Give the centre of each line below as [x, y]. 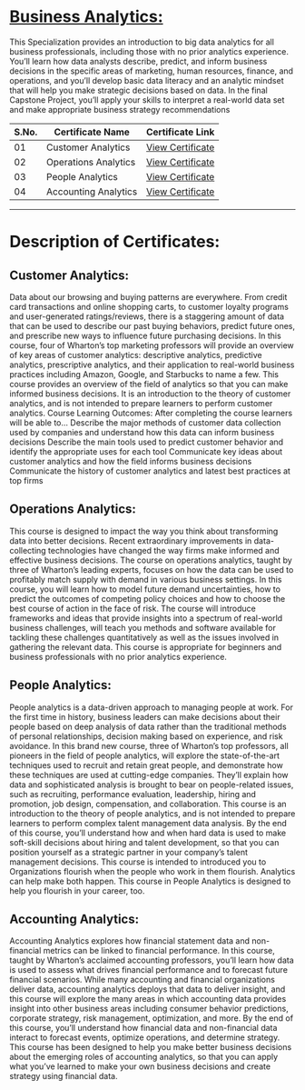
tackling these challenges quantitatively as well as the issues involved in [144, 637]
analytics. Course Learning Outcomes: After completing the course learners [151, 413]
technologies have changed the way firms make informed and [164, 550]
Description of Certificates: [115, 242]
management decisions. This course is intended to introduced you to [138, 862]
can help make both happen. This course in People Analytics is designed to [150, 881]
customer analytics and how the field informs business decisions [131, 461]
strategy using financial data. [64, 1076]
